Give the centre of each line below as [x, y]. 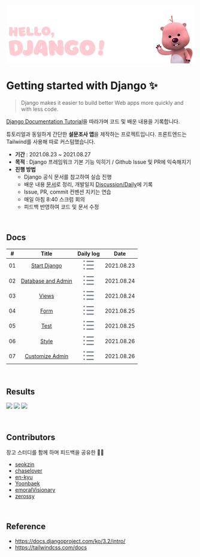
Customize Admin [47, 356]
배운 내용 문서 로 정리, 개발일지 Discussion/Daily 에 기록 [88, 184]
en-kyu [24, 477]
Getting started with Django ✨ [82, 86]
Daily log [89, 254]
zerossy [25, 497]
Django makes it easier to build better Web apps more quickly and [102, 102]
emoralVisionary [35, 490]
